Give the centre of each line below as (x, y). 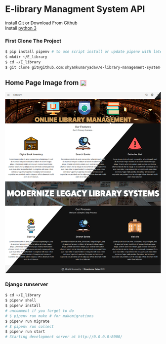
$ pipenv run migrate (27, 321)
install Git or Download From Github (41, 23)
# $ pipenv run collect (30, 326)
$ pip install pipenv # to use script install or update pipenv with (78, 52)
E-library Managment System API (75, 9)
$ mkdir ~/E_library (26, 57)
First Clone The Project (33, 41)
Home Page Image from (42, 83)
